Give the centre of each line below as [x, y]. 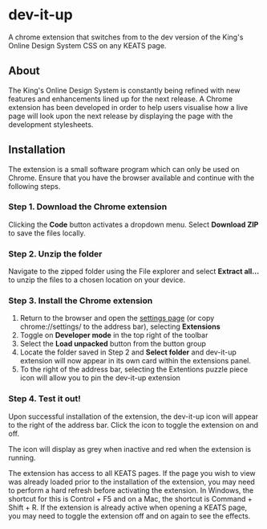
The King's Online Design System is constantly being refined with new [124, 90]
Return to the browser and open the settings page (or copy [117, 318]
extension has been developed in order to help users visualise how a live [128, 107]
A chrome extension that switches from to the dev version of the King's [126, 37]
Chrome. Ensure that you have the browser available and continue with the [131, 178]
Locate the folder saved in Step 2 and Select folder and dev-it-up [128, 352]
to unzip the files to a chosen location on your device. [97, 280]
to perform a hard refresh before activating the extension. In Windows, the [131, 490]
